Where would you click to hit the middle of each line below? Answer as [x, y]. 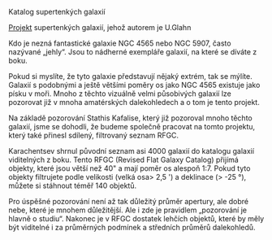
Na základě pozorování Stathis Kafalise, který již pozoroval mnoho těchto [131, 118]
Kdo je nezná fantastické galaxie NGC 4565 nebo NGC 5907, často [120, 43]
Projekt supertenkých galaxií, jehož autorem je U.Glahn [100, 27]
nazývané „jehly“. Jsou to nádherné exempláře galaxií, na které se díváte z [133, 52]
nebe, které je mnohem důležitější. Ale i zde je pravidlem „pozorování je [128, 210]
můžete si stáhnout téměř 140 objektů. [72, 185]
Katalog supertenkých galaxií [57, 12]
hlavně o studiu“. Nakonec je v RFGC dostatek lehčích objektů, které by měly [136, 218]
